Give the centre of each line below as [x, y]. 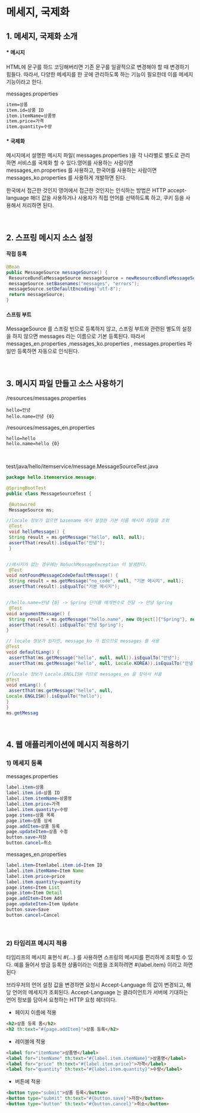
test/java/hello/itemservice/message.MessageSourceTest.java [82, 467]
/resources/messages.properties [46, 398]
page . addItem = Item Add [34, 899]
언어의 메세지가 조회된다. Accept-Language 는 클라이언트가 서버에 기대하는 [100, 992]
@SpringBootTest [26, 488]
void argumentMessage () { [38, 613]
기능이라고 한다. [25, 82]
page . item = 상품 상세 [29, 821]
